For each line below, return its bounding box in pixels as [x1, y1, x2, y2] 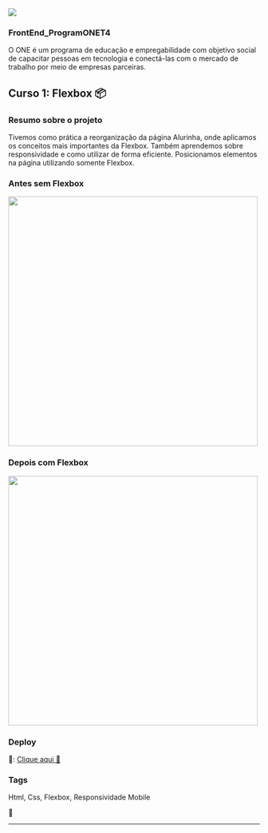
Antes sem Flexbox [8, 177, 85, 188]
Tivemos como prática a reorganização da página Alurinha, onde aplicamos [8, 132, 257, 142]
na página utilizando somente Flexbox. [8, 157, 135, 167]
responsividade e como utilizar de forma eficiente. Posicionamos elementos [8, 149, 258, 159]
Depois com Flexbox [8, 457, 89, 468]
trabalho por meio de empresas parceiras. [8, 62, 146, 72]
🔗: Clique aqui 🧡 [8, 754, 61, 764]
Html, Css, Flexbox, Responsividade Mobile [8, 792, 151, 802]
